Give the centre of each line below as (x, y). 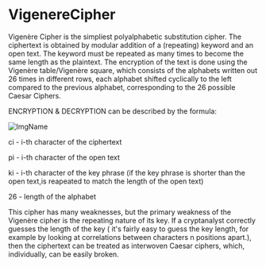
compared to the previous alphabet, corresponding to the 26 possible (122, 87)
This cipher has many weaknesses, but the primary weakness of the (120, 211)
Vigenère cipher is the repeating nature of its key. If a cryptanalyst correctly (132, 220)
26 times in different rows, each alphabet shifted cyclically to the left (120, 79)
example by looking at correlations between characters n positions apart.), (130, 237)
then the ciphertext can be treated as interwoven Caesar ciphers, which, (126, 246)
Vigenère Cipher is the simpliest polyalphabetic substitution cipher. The (125, 37)
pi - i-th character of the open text (64, 157)
